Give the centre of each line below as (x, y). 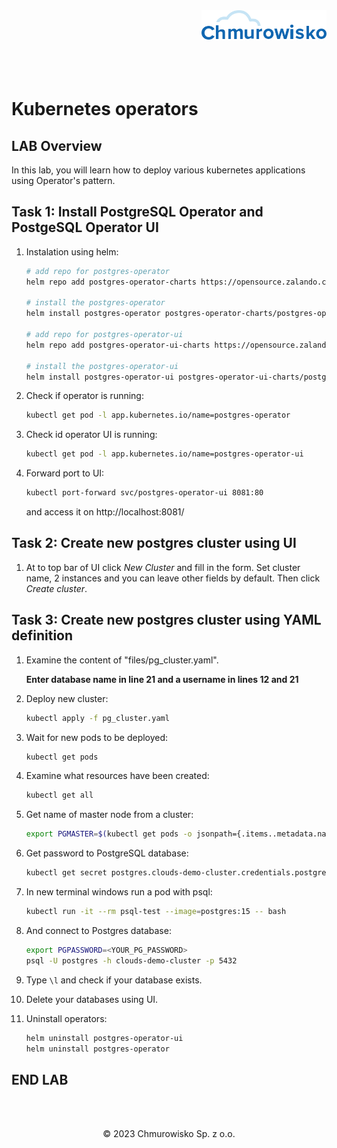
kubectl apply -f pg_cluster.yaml (97, 718)
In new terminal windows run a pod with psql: (119, 892)
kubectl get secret (66, 873)
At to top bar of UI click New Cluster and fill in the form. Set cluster (163, 567)
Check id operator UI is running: (91, 435)
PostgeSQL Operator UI (85, 227)
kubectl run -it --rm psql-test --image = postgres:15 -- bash (156, 912)
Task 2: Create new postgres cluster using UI (154, 543)
